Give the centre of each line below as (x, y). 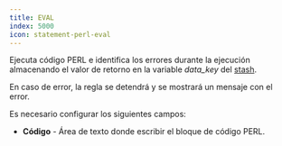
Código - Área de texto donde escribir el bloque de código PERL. (144, 132)
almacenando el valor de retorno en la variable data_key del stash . (133, 69)
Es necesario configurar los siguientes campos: (98, 114)
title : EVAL (32, 18)
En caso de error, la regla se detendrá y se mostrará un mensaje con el (141, 87)
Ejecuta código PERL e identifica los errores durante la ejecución (130, 60)
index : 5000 (32, 26)
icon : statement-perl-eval (60, 34)
